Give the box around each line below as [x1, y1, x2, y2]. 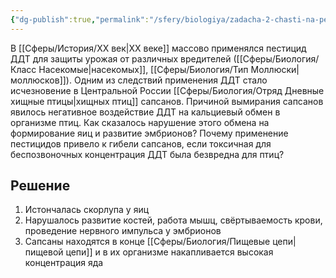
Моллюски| [250, 63, 300, 75]
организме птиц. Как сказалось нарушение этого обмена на [10, 116, 270, 128]
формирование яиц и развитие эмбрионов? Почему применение [10, 127, 289, 139]
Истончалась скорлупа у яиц [24, 204, 150, 216]
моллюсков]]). [10, 74, 73, 86]
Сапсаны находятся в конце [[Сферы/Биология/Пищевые [24, 236, 271, 248]
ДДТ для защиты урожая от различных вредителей [10, 52, 232, 65]
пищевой [24, 246, 64, 258]
